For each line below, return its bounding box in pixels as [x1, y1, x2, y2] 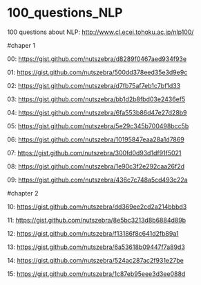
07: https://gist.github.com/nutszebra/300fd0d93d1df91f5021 [7, 148, 182, 157]
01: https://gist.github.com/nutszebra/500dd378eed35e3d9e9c [7, 68, 188, 76]
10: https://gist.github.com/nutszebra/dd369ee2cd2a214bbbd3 [7, 202, 187, 211]
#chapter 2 [7, 189, 39, 197]
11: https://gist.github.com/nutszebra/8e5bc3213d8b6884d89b [7, 216, 186, 224]
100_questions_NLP [7, 5, 123, 21]
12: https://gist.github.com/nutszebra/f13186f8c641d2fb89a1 [7, 229, 179, 237]
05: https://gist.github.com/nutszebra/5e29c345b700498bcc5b [7, 121, 189, 130]
